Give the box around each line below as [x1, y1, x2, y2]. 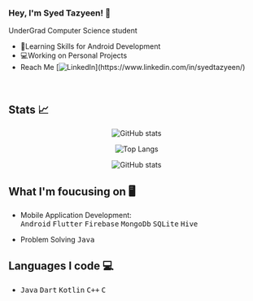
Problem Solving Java [20, 234, 95, 244]
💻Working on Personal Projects [20, 50, 128, 60]
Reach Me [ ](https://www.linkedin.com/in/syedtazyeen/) [20, 63, 246, 72]
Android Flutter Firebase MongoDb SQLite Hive [20, 219, 198, 229]
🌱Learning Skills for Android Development [20, 41, 161, 51]
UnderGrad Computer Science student [8, 26, 138, 36]
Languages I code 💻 [8, 260, 114, 273]
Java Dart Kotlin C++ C [20, 285, 107, 294]
